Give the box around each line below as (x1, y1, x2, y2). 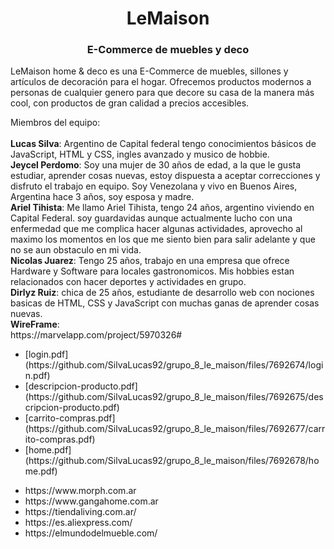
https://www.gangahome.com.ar (24, 495, 159, 507)
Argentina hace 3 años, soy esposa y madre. (10, 191, 195, 203)
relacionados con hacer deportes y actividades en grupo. (10, 276, 247, 288)
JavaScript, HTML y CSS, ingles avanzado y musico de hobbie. (10, 148, 270, 161)
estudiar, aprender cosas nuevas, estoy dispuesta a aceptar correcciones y (10, 170, 321, 182)
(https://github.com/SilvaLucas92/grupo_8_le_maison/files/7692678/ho (24, 455, 320, 467)
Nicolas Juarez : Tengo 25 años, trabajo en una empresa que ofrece (10, 255, 290, 267)
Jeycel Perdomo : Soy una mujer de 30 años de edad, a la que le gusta (10, 159, 302, 171)
